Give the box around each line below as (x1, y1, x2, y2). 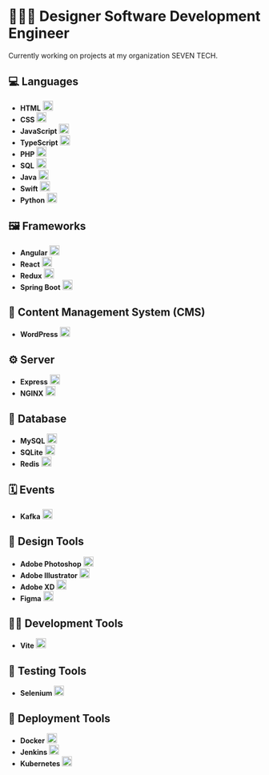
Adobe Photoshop (19, 559, 82, 568)
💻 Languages (8, 75, 78, 89)
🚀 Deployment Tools (8, 712, 110, 725)
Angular (19, 247, 48, 257)
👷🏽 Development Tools (8, 616, 124, 631)
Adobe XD (19, 582, 55, 592)
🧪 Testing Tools (8, 664, 86, 677)
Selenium (19, 689, 53, 698)
